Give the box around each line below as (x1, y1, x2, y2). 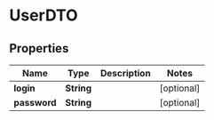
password (13, 97, 57, 108)
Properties (9, 41, 69, 56)
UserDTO (9, 5, 78, 26)
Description (100, 68, 151, 79)
